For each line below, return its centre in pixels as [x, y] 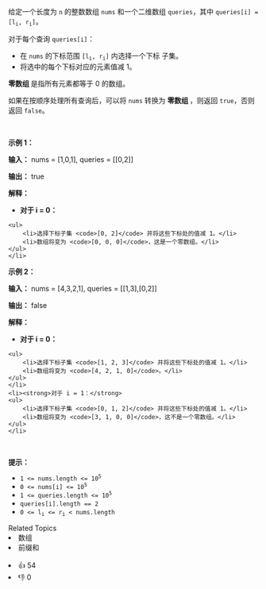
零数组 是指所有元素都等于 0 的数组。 [69, 83]
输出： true [27, 176]
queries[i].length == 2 [59, 504]
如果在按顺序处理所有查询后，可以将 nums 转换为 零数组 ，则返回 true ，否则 [132, 100]
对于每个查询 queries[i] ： [52, 39]
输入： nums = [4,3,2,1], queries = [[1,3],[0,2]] [83, 288]
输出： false [28, 305]
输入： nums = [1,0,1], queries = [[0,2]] [71, 159]
